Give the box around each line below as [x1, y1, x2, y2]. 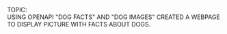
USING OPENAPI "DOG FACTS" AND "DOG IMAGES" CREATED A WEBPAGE [7, 13, 220, 21]
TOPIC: [7, 6, 27, 14]
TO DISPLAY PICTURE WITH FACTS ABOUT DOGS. [7, 20, 151, 28]
